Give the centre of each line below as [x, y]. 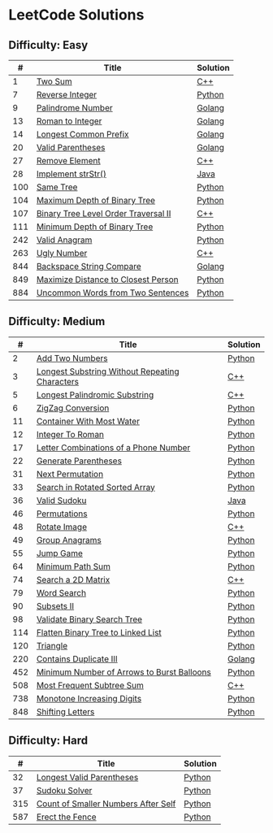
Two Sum [54, 81]
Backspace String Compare [89, 266]
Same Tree [57, 187]
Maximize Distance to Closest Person [107, 280]
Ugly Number [62, 253]
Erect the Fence [66, 817]
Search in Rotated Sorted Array [96, 487]
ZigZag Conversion [73, 408]
